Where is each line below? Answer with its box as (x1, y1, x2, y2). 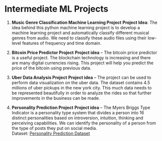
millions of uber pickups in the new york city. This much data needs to (11, 85, 152, 90)
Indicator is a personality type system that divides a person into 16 (11, 109, 144, 115)
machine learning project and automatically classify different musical (11, 30, 149, 35)
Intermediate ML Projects (4, 3, 109, 15)
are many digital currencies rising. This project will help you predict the (11, 60, 154, 66)
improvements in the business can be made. (11, 95, 100, 101)
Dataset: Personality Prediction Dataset (11, 130, 90, 136)
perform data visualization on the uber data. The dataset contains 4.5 (11, 79, 150, 86)
